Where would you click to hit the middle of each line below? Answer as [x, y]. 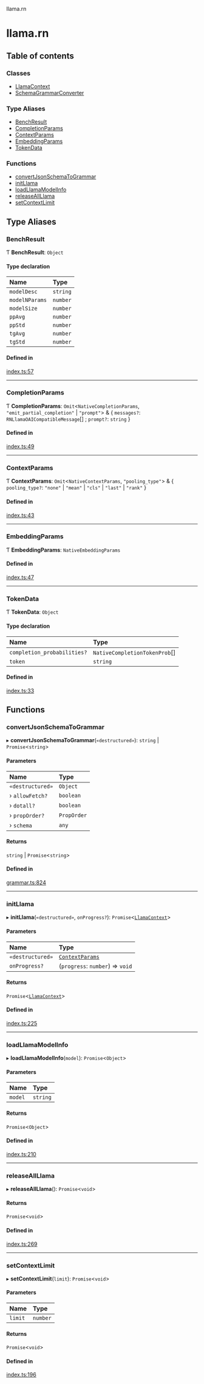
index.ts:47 [20, 577]
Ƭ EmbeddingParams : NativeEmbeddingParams [63, 550]
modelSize [23, 309]
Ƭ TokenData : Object [32, 612]
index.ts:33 [20, 690]
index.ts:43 [20, 515]
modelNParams [28, 300]
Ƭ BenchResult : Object [35, 253]
